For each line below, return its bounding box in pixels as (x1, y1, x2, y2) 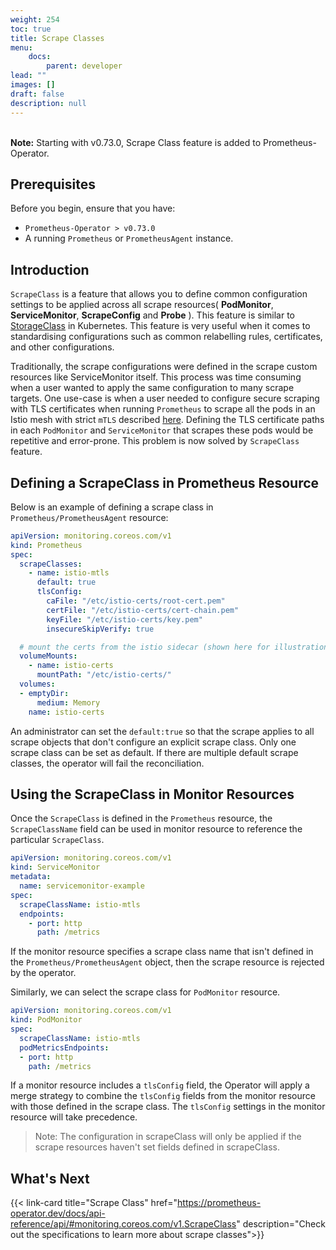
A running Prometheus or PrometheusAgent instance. (24, 232, 234, 245)
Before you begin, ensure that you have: (10, 202, 176, 215)
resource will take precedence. (10, 1111, 138, 1123)
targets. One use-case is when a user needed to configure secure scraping (10, 392, 320, 405)
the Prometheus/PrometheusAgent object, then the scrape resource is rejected (10, 956, 325, 968)
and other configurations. (10, 341, 115, 353)
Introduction (10, 261, 90, 278)
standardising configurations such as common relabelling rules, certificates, (10, 331, 323, 343)
